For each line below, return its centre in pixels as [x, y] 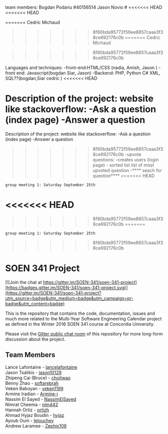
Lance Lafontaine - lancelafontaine [41, 367]
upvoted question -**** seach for [127, 170]
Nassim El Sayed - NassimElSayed [41, 399]
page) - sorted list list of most [123, 165]
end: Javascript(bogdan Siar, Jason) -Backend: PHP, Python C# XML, [89, 73]
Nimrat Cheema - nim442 [32, 404]
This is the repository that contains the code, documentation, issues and [80, 313]
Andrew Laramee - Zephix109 [36, 426]
